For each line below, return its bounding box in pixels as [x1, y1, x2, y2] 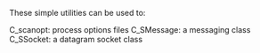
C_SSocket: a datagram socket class [9, 34, 143, 44]
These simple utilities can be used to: [9, 8, 146, 18]
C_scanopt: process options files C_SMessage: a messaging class [9, 25, 251, 34]
